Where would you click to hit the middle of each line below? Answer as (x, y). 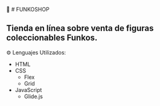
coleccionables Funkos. (52, 38)
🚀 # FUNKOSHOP (28, 9)
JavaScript (28, 90)
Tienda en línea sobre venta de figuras (80, 28)
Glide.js (34, 96)
